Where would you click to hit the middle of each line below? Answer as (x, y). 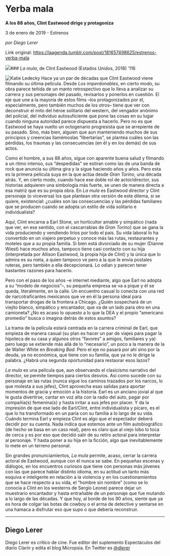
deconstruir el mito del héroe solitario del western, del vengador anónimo (82, 110)
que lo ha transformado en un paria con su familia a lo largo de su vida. (79, 413)
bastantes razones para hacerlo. (39, 270)
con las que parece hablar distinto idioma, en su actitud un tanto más (77, 471)
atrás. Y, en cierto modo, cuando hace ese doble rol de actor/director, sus (82, 179)
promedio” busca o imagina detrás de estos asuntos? (61, 318)
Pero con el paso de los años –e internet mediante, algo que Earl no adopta (83, 280)
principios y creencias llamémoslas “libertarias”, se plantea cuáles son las (82, 137)
